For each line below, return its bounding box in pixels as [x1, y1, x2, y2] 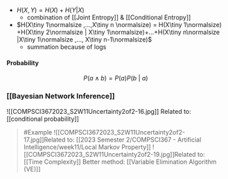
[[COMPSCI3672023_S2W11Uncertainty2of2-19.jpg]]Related [23, 150, 196, 158]
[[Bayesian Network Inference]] [6, 92, 115, 101]
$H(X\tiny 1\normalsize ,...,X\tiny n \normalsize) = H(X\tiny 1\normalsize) [16, 21, 222, 28]
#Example [23, 128, 53, 136]
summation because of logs [26, 43, 107, 51]
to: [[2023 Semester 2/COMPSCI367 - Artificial [67, 135, 202, 144]
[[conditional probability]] [6, 114, 79, 123]
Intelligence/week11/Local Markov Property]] [23, 142, 151, 151]
